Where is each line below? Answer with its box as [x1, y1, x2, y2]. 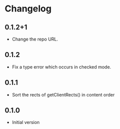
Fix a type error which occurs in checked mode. [12, 63, 111, 70]
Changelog [5, 3, 52, 14]
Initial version [12, 119, 40, 125]
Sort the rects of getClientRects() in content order [12, 91, 115, 97]
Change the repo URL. [12, 36, 58, 42]
